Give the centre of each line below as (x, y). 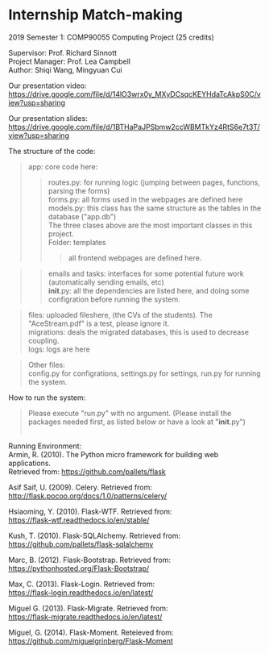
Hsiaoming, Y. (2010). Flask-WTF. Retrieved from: (90, 511)
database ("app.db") (82, 216)
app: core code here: (63, 166)
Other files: (47, 364)
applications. (29, 463)
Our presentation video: (48, 85)
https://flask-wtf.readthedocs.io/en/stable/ (79, 520)
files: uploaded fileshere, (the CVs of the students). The (120, 315)
